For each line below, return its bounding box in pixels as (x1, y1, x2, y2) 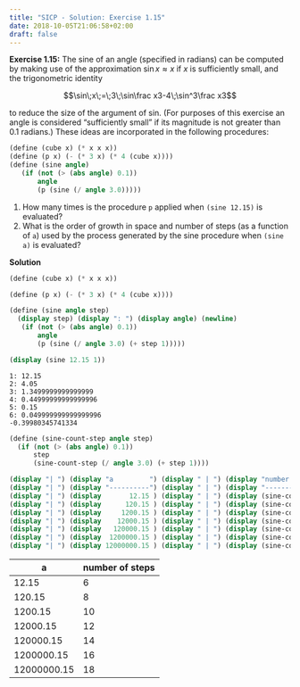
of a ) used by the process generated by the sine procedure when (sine (21, 229, 284, 241)
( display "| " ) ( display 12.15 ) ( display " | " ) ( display (9, 492, 257, 501)
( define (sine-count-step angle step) (9, 434, 154, 443)
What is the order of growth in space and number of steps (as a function (21, 220, 288, 231)
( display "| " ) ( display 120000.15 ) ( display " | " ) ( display (9, 525, 257, 534)
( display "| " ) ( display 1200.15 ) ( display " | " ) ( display (9, 508, 257, 517)
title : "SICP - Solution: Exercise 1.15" (9, 12, 166, 22)
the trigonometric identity (9, 73, 103, 84)
